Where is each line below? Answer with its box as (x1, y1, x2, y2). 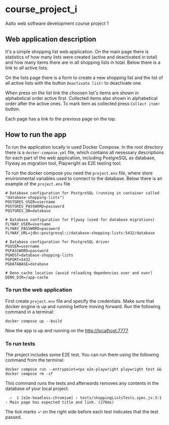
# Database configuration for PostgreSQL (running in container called (5, 190, 159, 196)
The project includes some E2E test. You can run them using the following (5, 351, 159, 358)
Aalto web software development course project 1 (5, 20, 109, 26)
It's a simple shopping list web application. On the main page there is (5, 48, 149, 54)
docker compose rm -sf (5, 371, 53, 376)
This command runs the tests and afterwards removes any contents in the (5, 380, 159, 386)
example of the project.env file (5, 181, 70, 187)
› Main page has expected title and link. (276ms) (5, 400, 114, 405)
